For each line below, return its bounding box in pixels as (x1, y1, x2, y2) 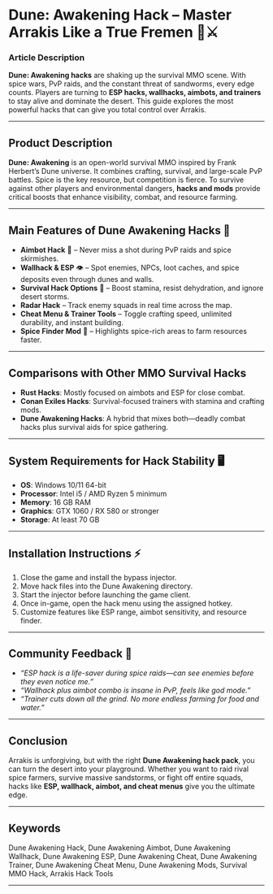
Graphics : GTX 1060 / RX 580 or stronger (19, 506, 160, 515)
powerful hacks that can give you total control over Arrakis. (8, 105, 207, 115)
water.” (19, 703, 45, 713)
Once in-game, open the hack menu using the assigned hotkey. (19, 598, 233, 608)
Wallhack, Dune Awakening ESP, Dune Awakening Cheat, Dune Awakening (8, 851, 258, 861)
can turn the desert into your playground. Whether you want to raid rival (8, 764, 249, 774)
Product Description (8, 136, 113, 150)
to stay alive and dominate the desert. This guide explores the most (8, 96, 234, 106)
